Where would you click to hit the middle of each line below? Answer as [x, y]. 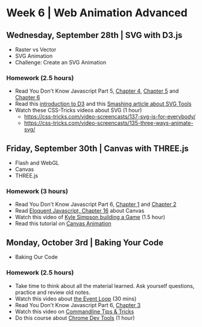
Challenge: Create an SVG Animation [61, 62]
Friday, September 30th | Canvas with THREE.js [97, 148]
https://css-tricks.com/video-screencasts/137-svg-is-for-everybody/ [110, 117]
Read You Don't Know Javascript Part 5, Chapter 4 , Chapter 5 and [97, 91]
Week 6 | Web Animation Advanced [97, 13]
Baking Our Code [36, 257]
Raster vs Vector [36, 49]
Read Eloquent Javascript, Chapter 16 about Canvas [80, 211]
